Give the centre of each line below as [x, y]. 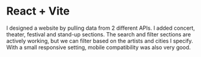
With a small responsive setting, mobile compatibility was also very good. [99, 47]
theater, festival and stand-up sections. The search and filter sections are [99, 34]
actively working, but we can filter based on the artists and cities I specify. [100, 41]
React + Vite [38, 11]
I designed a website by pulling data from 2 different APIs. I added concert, [101, 28]
